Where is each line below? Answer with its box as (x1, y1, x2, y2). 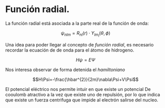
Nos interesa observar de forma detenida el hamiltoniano (5, 67, 125, 73)
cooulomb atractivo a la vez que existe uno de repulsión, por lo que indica (5, 92, 160, 98)
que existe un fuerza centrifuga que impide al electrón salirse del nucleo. (5, 97, 159, 103)
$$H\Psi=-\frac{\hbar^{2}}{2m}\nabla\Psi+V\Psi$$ (32, 77, 139, 83)
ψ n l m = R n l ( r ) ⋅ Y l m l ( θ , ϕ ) (61, 30, 111, 38)
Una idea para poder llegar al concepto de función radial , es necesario (5, 42, 154, 48)
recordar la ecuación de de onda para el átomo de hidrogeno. (5, 47, 134, 53)
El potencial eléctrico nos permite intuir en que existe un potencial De (5, 86, 151, 92)
